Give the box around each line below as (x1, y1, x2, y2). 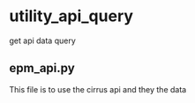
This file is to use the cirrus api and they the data (9, 84, 187, 94)
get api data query (9, 35, 77, 46)
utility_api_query (9, 6, 134, 26)
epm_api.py (9, 61, 75, 76)
